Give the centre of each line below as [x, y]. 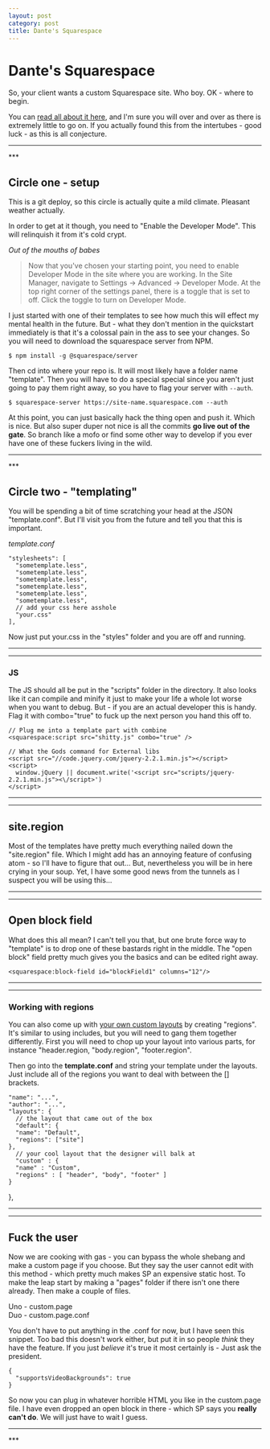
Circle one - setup [54, 182]
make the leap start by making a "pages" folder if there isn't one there [124, 1282]
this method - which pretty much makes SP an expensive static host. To [127, 1274]
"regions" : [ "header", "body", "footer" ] [91, 1175]
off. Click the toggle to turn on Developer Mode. [107, 300]
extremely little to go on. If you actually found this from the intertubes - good [135, 126]
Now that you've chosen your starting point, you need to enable [133, 266]
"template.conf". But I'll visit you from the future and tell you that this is [125, 519]
